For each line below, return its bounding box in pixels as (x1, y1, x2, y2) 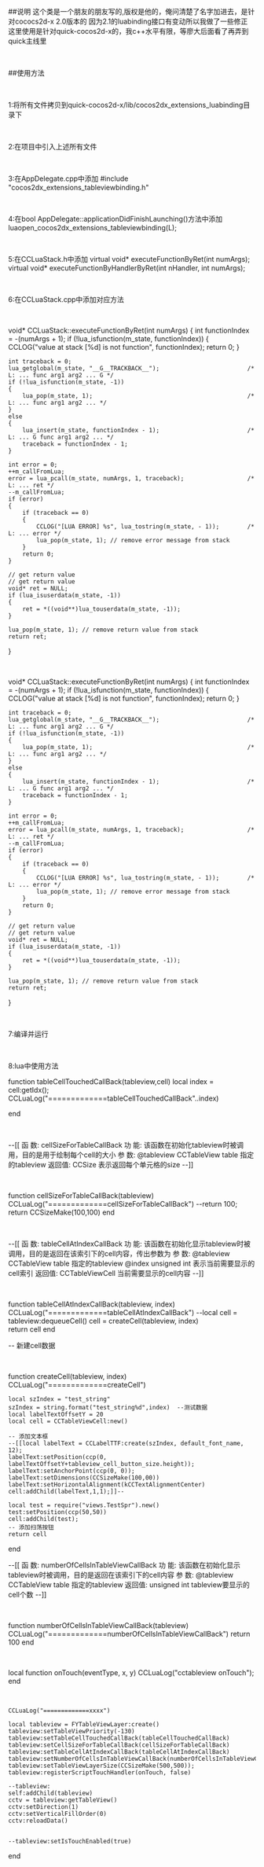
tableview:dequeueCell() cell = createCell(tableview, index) (8, 1316, 199, 1325)
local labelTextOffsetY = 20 (8, 1410, 104, 1418)
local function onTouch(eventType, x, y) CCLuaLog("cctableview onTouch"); (8, 1668, 255, 1677)
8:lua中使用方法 (8, 1061, 59, 1071)
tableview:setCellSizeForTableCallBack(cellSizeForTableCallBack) (8, 1741, 230, 1749)
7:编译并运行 (8, 1029, 49, 1038)
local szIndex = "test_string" (8, 1395, 111, 1403)
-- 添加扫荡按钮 (8, 1523, 54, 1531)
